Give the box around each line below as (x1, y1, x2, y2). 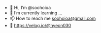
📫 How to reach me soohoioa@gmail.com (9, 15, 96, 21)
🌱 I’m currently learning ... (9, 10, 63, 16)
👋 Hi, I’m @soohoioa (9, 5, 51, 10)
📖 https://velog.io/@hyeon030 (9, 23, 71, 28)
